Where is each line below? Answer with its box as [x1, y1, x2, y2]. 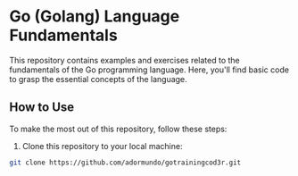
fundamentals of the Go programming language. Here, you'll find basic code [9, 64, 290, 75]
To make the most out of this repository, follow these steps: [9, 123, 228, 134]
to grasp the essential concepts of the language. [9, 73, 187, 84]
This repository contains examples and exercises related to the [9, 54, 240, 65]
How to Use [9, 100, 75, 115]
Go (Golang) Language [9, 6, 180, 27]
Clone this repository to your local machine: [21, 140, 183, 151]
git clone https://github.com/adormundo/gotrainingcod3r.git [9, 158, 242, 167]
